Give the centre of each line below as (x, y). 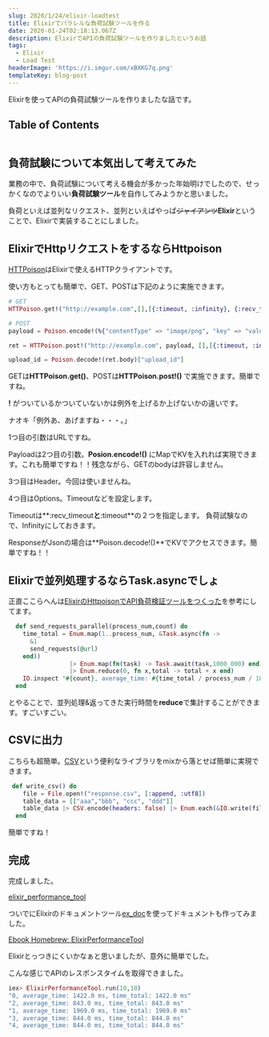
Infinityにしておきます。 (61, 525)
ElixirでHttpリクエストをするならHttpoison (115, 248)
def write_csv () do (44, 786)
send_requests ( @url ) (64, 649)
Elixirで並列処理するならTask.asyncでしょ (114, 580)
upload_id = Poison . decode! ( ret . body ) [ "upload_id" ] (96, 360)
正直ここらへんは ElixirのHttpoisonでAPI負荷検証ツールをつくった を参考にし (133, 602)
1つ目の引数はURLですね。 (52, 437)
